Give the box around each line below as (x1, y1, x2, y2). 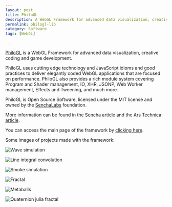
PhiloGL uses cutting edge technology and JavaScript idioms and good (5, 65, 155, 71)
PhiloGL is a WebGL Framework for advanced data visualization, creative (5, 49, 159, 56)
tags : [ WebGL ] (5, 31, 36, 36)
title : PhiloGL (5, 12, 38, 17)
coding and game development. (5, 55, 73, 61)
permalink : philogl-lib (5, 21, 56, 27)
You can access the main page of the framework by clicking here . (5, 127, 144, 133)
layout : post (5, 7, 33, 13)
